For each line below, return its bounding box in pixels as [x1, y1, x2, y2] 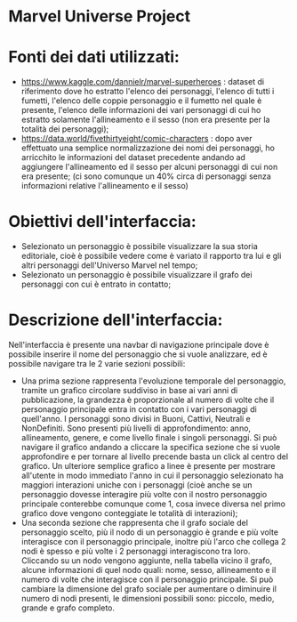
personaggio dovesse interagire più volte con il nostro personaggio [20, 489, 268, 499]
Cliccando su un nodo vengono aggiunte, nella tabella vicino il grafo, [20, 555, 273, 566]
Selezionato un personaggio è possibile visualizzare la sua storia [20, 241, 259, 252]
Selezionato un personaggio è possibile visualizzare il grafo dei [20, 270, 253, 280]
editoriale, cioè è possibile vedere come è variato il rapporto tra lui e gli [20, 251, 282, 262]
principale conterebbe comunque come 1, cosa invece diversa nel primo [20, 498, 286, 509]
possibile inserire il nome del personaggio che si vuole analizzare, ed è [8, 349, 268, 359]
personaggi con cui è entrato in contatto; [20, 279, 171, 290]
